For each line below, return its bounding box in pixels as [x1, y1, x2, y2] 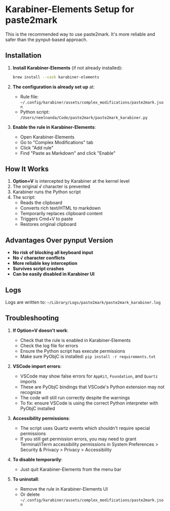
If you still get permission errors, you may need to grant [20, 435, 137, 442]
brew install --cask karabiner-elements [12, 75, 99, 80]
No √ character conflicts [12, 255, 65, 261]
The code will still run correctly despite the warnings [20, 394, 130, 400]
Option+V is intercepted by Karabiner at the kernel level [12, 178, 130, 184]
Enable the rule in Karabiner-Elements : [12, 124, 96, 130]
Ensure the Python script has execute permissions [20, 348, 125, 354]
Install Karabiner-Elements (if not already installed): [12, 64, 123, 71]
